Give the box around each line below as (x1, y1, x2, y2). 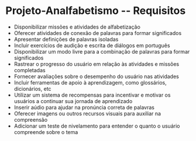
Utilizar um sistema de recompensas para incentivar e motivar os (13, 91, 171, 98)
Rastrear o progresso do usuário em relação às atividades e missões (13, 60, 180, 68)
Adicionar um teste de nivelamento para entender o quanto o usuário (13, 122, 180, 129)
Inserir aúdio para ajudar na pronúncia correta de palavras (13, 104, 154, 111)
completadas (13, 66, 46, 73)
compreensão (13, 116, 48, 123)
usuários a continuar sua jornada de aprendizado (13, 97, 133, 104)
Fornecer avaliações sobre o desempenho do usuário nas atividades (13, 73, 179, 80)
